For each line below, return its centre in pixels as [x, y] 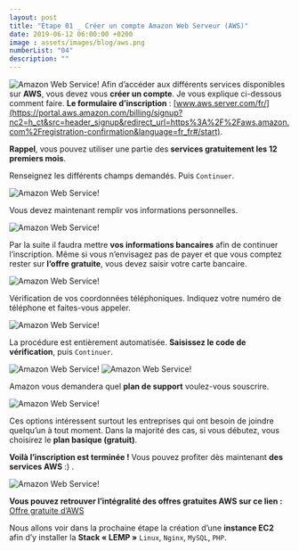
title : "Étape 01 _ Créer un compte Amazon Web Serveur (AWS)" [129, 26]
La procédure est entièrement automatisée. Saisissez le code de [128, 342]
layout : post [33, 17]
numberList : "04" [41, 51]
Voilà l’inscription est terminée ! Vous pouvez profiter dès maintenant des [146, 457]
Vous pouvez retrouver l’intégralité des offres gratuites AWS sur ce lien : [146, 501]
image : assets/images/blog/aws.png [77, 42]
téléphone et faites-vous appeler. [70, 308]
